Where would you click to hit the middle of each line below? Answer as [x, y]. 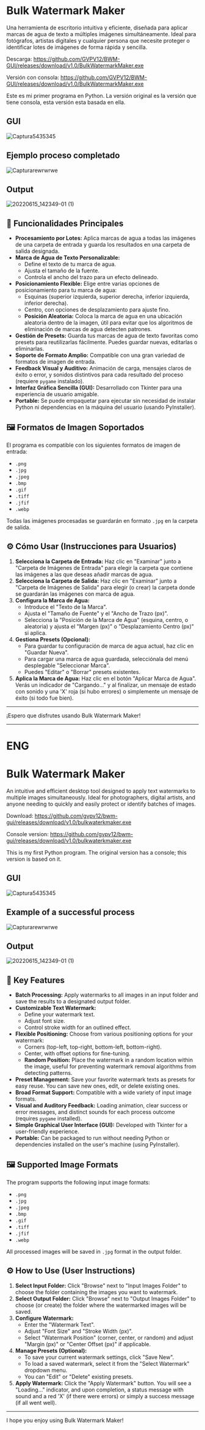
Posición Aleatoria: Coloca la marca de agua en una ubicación [103, 316]
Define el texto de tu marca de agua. [70, 264]
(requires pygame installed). [49, 1118]
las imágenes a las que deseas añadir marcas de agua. [84, 574]
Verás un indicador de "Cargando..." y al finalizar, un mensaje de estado [106, 685]
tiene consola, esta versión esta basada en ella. [66, 102]
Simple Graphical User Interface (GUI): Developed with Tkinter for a [101, 1125]
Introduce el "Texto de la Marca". [66, 607]
